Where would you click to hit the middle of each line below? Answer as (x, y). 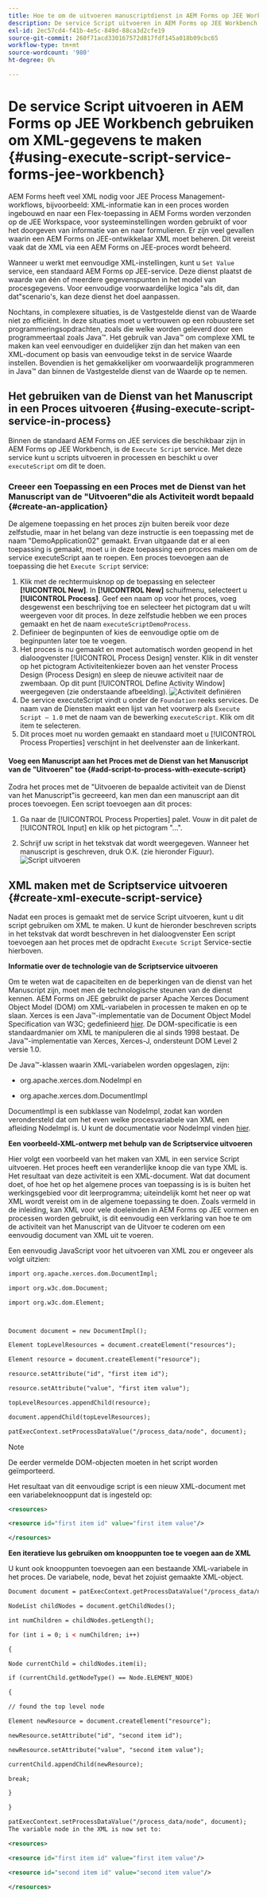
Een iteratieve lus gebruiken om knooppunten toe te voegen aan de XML (130, 1553)
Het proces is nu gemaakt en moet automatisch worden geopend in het (136, 649)
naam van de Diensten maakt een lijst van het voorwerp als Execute (130, 708)
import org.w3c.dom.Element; (56, 1303)
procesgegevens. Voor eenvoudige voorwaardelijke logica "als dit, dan (124, 288)
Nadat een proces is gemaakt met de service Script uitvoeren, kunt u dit (126, 917)
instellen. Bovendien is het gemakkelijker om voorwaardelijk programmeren (131, 363)
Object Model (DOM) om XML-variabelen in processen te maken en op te (128, 1007)
